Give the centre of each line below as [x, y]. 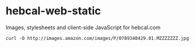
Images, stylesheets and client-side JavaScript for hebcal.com [83, 27]
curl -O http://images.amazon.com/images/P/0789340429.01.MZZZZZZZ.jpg [97, 38]
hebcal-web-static [53, 11]
